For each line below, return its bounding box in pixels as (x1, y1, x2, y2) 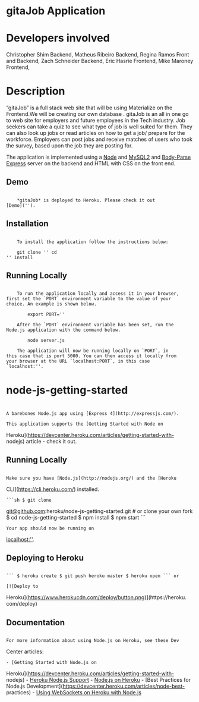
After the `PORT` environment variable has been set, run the (17, 322, 174, 328)
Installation (6, 219, 49, 229)
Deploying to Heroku (6, 553, 84, 563)
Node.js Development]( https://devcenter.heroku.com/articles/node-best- (6, 682, 185, 690)
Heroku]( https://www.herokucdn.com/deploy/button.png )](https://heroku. (6, 594, 187, 601)
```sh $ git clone (6, 497, 52, 503)
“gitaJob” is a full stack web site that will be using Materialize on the (6, 104, 173, 111)
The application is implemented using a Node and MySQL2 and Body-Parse (6, 153, 191, 161)
